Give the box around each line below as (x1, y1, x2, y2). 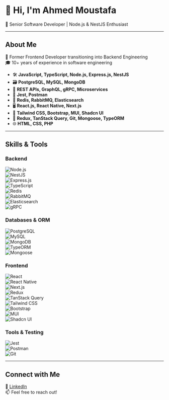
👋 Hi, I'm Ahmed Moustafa (5, 5, 117, 16)
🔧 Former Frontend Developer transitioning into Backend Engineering (5, 54, 148, 60)
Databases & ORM (5, 216, 50, 223)
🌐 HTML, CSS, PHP (12, 120, 54, 126)
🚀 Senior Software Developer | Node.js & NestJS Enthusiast (5, 21, 128, 27)
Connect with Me (5, 370, 60, 379)
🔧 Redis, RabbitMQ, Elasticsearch (12, 97, 84, 103)
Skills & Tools (5, 140, 48, 149)
